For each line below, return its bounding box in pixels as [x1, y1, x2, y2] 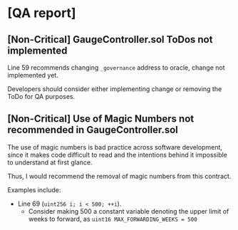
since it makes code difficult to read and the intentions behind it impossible [7, 150, 228, 159]
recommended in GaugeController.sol [7, 124, 178, 136]
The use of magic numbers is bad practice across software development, [7, 142, 223, 151]
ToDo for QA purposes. [7, 93, 76, 100]
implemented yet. [7, 71, 58, 79]
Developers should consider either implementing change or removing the [7, 85, 222, 93]
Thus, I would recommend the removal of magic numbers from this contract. [7, 172, 232, 180]
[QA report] [7, 5, 76, 21]
